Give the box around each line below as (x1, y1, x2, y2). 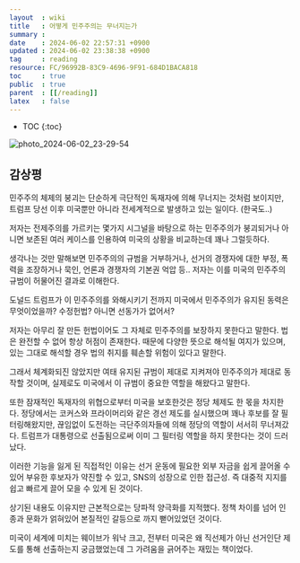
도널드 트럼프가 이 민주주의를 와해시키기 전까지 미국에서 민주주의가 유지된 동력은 (9, 295, 289, 305)
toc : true (9, 72, 66, 81)
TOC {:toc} (21, 121, 63, 132)
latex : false (9, 96, 70, 106)
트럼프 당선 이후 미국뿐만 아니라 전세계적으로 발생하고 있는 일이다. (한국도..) (9, 204, 273, 215)
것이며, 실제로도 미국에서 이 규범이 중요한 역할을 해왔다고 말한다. (25, 378, 251, 389)
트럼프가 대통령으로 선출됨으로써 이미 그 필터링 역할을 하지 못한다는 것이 (21, 430, 272, 441)
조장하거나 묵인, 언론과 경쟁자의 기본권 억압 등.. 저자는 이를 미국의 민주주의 (25, 264, 287, 275)
